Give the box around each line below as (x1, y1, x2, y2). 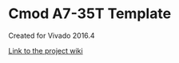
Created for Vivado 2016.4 (8, 31, 95, 40)
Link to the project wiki (8, 46, 83, 55)
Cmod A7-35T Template (8, 5, 172, 23)
